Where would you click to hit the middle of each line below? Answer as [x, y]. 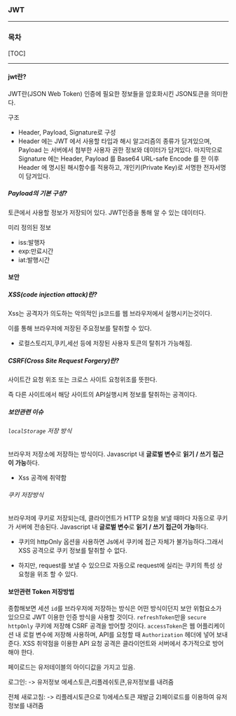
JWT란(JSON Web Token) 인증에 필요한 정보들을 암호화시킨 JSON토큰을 [109, 93]
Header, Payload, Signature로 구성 [67, 132]
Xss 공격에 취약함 [42, 478]
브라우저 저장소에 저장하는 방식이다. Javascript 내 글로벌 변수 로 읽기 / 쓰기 [110, 454]
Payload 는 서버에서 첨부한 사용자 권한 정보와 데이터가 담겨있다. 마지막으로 [120, 149]
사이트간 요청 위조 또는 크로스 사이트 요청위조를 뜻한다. [83, 379]
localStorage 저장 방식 [40, 431]
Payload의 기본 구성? [37, 194]
